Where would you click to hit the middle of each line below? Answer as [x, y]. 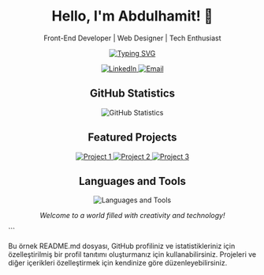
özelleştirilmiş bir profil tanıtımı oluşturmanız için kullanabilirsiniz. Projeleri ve [132, 254]
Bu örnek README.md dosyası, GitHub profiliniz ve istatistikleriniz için [122, 246]
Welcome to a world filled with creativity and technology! [132, 216]
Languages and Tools [132, 181]
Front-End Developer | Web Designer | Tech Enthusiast [132, 38]
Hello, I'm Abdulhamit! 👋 [132, 16]
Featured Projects [132, 137]
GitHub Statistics [132, 94]
